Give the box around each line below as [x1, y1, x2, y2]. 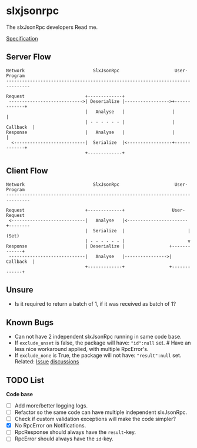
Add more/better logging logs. [14, 402, 88, 409]
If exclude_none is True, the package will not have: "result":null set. [14, 352, 182, 359]
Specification [6, 35, 38, 42]
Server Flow [6, 52, 51, 62]
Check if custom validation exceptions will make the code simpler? [14, 416, 176, 423]
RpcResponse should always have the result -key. [14, 429, 136, 436]
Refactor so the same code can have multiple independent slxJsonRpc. [14, 409, 187, 416]
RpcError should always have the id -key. [14, 435, 113, 442]
